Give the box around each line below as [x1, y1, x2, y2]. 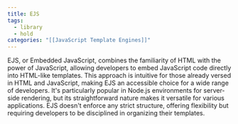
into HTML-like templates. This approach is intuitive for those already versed [7, 72, 232, 80]
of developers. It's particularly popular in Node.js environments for [7, 86, 202, 95]
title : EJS [7, 10, 40, 18]
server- [203, 86, 225, 95]
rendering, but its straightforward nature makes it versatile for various [21, 94, 225, 103]
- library [13, 23, 43, 30]
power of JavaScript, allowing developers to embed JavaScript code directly [7, 64, 232, 72]
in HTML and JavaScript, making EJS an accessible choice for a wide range [7, 79, 229, 87]
